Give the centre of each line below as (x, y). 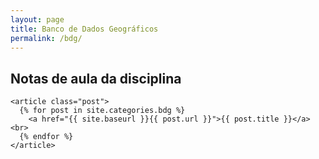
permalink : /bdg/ (46, 38)
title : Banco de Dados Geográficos (84, 29)
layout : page (37, 19)
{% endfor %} (46, 137)
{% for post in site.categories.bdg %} (102, 111)
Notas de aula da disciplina (96, 78)
